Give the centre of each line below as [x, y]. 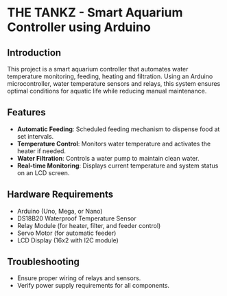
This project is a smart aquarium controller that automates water [98, 69]
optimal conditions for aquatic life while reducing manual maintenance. [107, 91]
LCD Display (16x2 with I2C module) [68, 240]
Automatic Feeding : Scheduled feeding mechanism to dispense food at [118, 129]
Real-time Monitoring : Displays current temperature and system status [118, 166]
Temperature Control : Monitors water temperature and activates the [114, 144]
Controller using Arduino [79, 27]
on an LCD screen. [43, 172]
